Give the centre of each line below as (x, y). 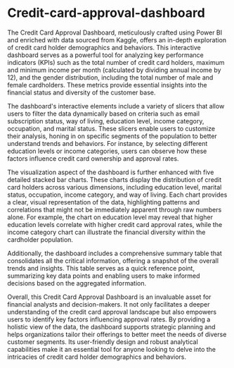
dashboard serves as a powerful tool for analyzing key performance (105, 55)
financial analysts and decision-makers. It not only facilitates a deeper (109, 304)
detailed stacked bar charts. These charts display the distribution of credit (115, 179)
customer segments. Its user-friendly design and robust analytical (103, 342)
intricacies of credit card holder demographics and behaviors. (97, 357)
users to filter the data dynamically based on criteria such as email (104, 114)
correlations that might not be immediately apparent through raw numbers (115, 209)
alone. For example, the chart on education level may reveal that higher (110, 217)
